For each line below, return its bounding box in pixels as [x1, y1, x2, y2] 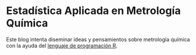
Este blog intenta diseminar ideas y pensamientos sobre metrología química [6, 36, 190, 43]
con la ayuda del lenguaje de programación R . [6, 42, 118, 49]
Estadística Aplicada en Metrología [6, 4, 181, 18]
